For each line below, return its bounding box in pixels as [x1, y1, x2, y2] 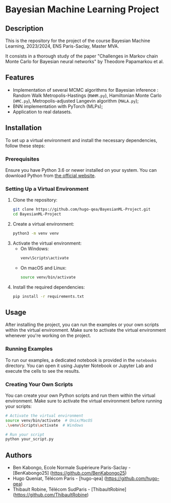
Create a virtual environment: [12, 220, 74, 227]
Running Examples [5, 345, 53, 352]
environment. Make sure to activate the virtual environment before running [5, 397, 162, 404]
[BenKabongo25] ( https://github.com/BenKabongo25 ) [12, 470, 127, 476]
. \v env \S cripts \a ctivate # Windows [5, 422, 83, 428]
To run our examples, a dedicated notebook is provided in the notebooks [5, 357, 157, 363]
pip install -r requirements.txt [12, 294, 84, 299]
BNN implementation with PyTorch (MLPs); [12, 103, 103, 109]
